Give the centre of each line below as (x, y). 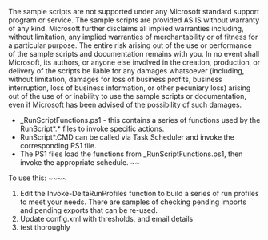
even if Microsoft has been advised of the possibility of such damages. (125, 104)
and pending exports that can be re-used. (89, 210)
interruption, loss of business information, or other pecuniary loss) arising (130, 88)
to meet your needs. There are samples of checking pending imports (133, 202)
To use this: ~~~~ (38, 178)
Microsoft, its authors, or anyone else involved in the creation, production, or (134, 62)
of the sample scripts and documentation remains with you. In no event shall (134, 54)
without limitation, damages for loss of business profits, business (115, 79)
